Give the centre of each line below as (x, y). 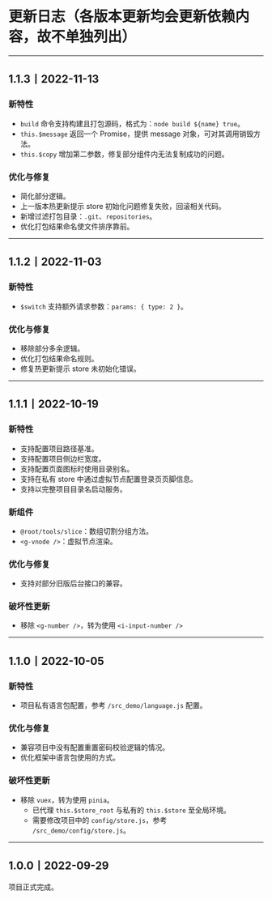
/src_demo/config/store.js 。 (81, 830)
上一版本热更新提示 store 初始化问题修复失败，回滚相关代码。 (123, 206)
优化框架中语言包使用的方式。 (70, 757)
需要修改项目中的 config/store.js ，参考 (100, 820)
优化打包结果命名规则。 (59, 358)
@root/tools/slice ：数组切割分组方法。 (87, 530)
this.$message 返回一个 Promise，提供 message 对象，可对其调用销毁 (137, 134)
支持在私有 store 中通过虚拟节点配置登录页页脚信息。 (109, 479)
